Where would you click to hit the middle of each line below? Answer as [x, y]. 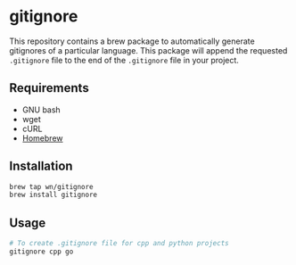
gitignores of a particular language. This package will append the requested [148, 50]
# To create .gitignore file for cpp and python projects [119, 244]
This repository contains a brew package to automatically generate [132, 41]
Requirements [49, 88]
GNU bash [41, 110]
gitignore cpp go [41, 252]
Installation [41, 166]
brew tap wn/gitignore [51, 186]
